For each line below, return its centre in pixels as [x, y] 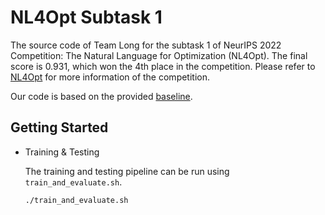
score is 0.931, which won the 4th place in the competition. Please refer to [163, 66]
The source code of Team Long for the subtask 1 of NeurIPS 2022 [146, 45]
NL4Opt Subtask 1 [86, 17]
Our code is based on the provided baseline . [101, 96]
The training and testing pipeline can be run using [127, 171]
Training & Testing [62, 152]
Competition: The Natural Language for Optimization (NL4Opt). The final [159, 55]
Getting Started [59, 127]
